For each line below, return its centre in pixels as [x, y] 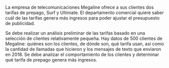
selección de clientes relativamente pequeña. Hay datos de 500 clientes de [84, 38]
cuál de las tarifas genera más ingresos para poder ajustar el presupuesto [82, 18]
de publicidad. [20, 23]
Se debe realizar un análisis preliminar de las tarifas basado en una [75, 33]
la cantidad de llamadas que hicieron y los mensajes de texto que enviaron [83, 49]
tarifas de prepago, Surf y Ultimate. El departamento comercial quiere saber [84, 13]
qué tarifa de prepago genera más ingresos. [51, 60]
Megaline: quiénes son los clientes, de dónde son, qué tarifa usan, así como [84, 44]
